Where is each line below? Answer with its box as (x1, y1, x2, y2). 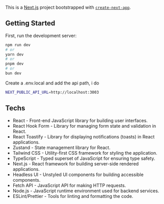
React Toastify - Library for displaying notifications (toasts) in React (12, 133, 155, 139)
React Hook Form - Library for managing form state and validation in (12, 123, 156, 129)
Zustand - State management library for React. (12, 144, 111, 151)
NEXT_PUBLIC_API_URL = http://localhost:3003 (5, 90, 99, 95)
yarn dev (5, 52, 24, 57)
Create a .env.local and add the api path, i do (5, 80, 99, 86)
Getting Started (5, 19, 56, 27)
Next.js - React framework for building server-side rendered (12, 160, 139, 167)
